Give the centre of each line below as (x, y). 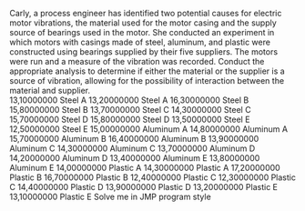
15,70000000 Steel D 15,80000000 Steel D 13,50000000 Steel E (130, 119)
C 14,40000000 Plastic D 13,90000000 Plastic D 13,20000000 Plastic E (144, 187)
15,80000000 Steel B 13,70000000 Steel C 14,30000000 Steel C (131, 110)
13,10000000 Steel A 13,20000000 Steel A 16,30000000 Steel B (129, 100)
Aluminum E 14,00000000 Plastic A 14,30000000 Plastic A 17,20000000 (145, 168)
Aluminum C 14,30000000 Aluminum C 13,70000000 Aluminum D (132, 148)
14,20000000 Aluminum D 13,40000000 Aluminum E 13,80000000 (135, 158)
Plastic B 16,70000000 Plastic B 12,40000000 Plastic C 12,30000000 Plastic (152, 177)
